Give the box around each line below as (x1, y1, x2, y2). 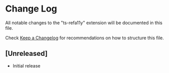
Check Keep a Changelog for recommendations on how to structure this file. (5, 35, 164, 41)
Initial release (12, 62, 40, 68)
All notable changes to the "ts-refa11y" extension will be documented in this (5, 20, 163, 26)
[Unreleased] (5, 49, 48, 58)
